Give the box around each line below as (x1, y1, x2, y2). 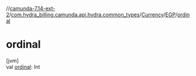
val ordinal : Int (6, 63, 40, 70)
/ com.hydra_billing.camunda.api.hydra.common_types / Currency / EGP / (9, 11, 178, 18)
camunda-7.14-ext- (9, 5, 56, 12)
